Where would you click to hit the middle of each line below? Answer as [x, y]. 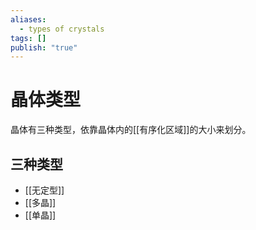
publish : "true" [44, 47]
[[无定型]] [44, 190]
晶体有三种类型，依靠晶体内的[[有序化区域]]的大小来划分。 [131, 130]
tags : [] [28, 38]
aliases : [28, 19]
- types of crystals [62, 29]
